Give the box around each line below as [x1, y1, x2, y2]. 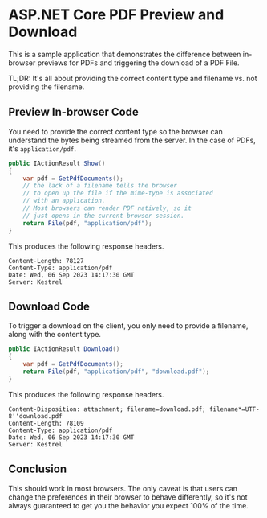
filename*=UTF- [208, 405, 261, 413]
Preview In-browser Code [8, 105, 139, 119]
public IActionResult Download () [8, 345, 120, 353]
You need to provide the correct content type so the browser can [8, 126, 223, 136]
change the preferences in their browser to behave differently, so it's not [8, 492, 248, 502]
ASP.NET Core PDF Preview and [8, 6, 225, 24]
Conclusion [8, 462, 67, 476]
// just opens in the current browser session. [22, 212, 184, 220]
